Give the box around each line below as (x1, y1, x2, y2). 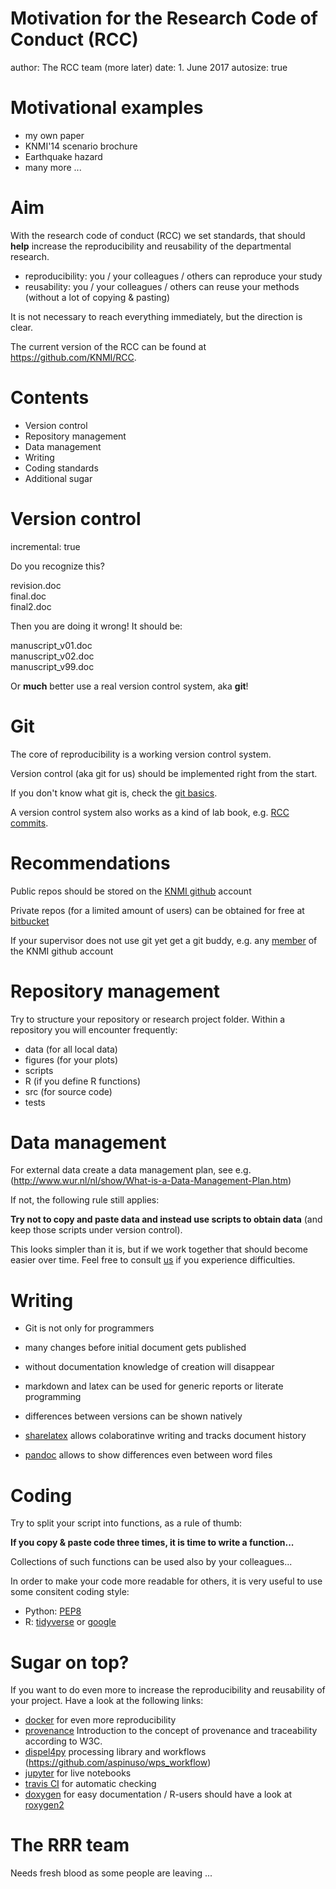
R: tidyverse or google (24, 1616, 117, 1628)
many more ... (24, 161, 82, 173)
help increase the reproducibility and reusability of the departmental (10, 240, 292, 252)
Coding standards (24, 462, 99, 474)
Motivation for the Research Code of (10, 7, 318, 30)
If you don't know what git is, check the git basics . (10, 787, 218, 799)
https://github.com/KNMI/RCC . (10, 351, 137, 363)
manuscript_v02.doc (10, 650, 95, 662)
